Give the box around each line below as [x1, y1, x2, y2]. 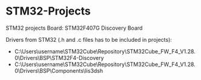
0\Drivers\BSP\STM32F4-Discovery [14, 54, 104, 61]
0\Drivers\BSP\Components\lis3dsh [14, 67, 104, 74]
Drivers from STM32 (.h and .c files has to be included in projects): [5, 36, 172, 43]
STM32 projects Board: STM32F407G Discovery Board [5, 24, 143, 32]
